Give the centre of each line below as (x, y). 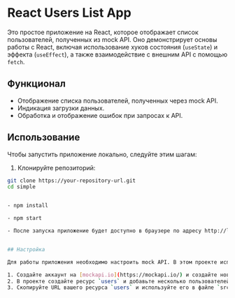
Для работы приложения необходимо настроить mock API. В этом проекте (112, 262)
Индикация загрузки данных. (61, 108)
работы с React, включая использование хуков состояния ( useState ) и (113, 47)
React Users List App (69, 13)
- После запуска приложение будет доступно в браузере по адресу (104, 231)
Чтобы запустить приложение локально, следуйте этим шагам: (102, 154)
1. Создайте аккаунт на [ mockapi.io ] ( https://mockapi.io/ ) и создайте (112, 275)
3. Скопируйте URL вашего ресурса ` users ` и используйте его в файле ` (114, 288)
